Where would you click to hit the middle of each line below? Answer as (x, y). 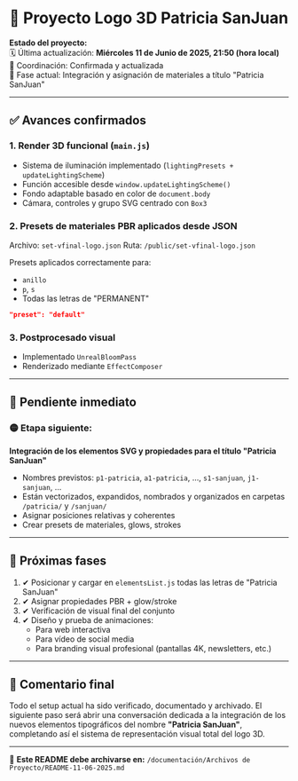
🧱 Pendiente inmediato (73, 402)
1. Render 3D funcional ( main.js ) (80, 146)
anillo (34, 280)
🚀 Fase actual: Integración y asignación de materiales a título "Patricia (137, 75)
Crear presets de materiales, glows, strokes (102, 525)
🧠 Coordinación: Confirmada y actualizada (86, 65)
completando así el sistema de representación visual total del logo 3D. (137, 734)
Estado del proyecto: (48, 43)
